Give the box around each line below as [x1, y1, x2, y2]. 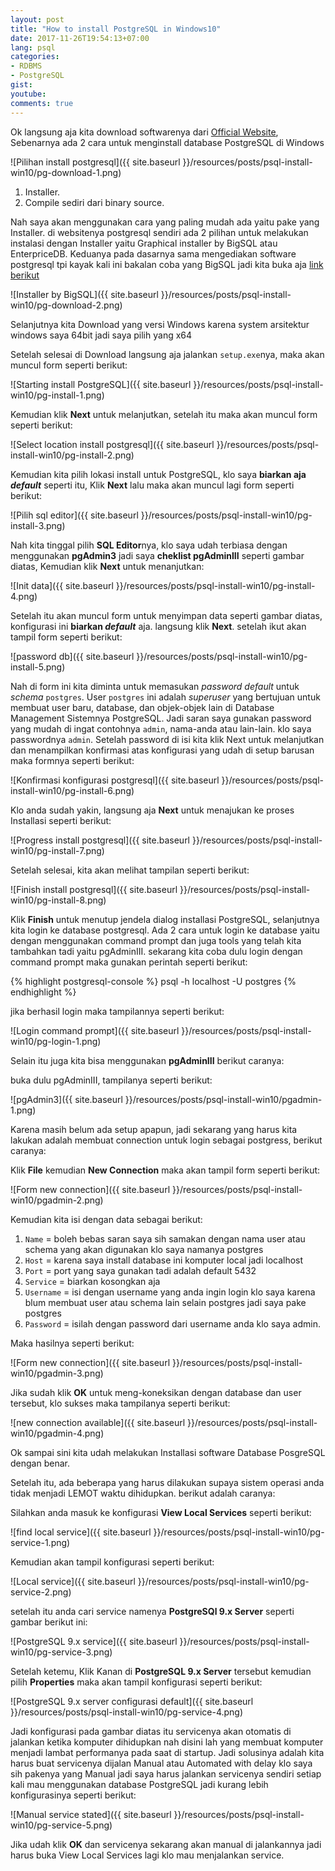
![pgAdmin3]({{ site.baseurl [10, 1093, 123, 1105]
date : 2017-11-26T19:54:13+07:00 [10, 33, 150, 43]
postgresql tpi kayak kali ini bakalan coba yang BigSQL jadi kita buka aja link [10, 258, 324, 270]
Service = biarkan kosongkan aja [24, 1275, 161, 1287]
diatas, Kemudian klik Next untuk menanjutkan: [10, 560, 205, 572]
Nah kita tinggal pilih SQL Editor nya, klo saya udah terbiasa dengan [10, 539, 288, 551]
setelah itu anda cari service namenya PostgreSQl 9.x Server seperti [10, 1605, 295, 1617]
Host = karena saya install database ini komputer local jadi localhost [24, 1254, 304, 1266]
